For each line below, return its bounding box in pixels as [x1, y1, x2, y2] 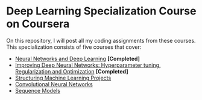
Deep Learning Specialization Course [6, 4, 197, 18]
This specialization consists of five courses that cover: [6, 43, 142, 51]
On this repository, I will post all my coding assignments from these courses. [6, 37, 196, 44]
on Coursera [6, 17, 70, 31]
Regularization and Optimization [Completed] [14, 67, 128, 75]
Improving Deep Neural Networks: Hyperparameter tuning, [14, 61, 161, 69]
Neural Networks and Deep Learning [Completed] [14, 55, 140, 62]
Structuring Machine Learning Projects [14, 74, 112, 81]
